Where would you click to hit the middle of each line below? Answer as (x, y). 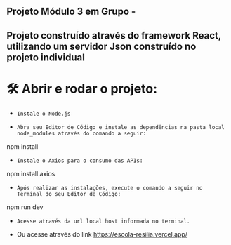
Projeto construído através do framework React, (114, 35)
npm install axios (31, 173)
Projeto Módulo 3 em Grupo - (71, 12)
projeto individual (46, 57)
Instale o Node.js (44, 114)
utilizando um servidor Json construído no (101, 46)
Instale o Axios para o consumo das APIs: (80, 161)
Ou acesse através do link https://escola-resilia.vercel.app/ (102, 234)
